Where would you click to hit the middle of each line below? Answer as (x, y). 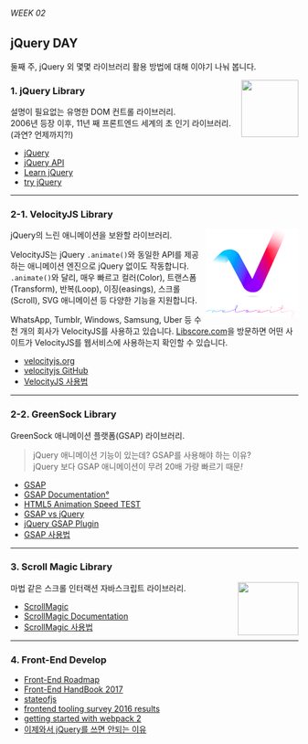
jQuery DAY (44, 43)
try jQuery (42, 182)
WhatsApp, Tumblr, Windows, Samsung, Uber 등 (101, 320)
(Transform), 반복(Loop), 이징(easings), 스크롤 (96, 289)
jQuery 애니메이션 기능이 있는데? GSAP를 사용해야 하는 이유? (142, 455)
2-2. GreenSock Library (64, 414)
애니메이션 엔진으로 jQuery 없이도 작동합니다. (108, 266)
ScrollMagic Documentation (76, 616)
